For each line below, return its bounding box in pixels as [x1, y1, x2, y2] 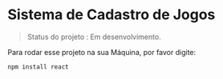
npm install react [7, 62, 69, 71]
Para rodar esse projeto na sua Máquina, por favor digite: [7, 47, 197, 57]
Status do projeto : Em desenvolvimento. [26, 32, 161, 41]
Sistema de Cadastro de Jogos [7, 6, 216, 24]
